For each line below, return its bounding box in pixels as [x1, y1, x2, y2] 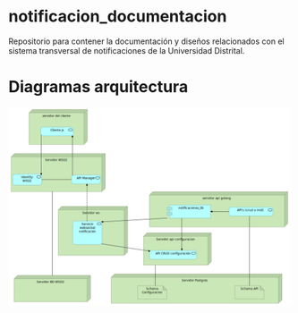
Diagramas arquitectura [8, 77, 189, 97]
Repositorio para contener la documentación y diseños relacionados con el [8, 36, 285, 47]
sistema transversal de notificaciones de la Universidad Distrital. [8, 45, 245, 55]
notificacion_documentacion [8, 6, 227, 27]
